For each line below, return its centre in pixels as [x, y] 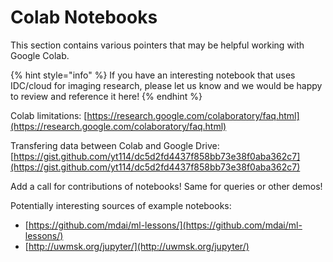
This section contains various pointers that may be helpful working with [157, 45]
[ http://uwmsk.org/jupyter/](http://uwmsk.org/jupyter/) [137, 246]
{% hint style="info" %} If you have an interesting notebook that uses [153, 75]
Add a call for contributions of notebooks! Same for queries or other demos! [166, 186]
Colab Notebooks [84, 17]
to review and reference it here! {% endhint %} [106, 96]
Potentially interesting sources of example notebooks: [121, 205]
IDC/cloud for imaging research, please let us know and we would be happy [166, 85]
